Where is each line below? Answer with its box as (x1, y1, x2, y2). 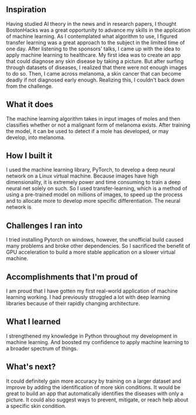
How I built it (6, 151, 53, 161)
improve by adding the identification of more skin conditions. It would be (6, 383, 181, 390)
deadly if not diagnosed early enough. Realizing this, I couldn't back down (6, 76, 185, 83)
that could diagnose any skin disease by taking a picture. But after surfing (6, 57, 184, 64)
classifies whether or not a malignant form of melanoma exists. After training (6, 121, 191, 128)
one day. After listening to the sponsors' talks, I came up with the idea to (6, 45, 180, 52)
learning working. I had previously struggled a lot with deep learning (6, 294, 171, 301)
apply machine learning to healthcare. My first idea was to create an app (6, 51, 181, 58)
